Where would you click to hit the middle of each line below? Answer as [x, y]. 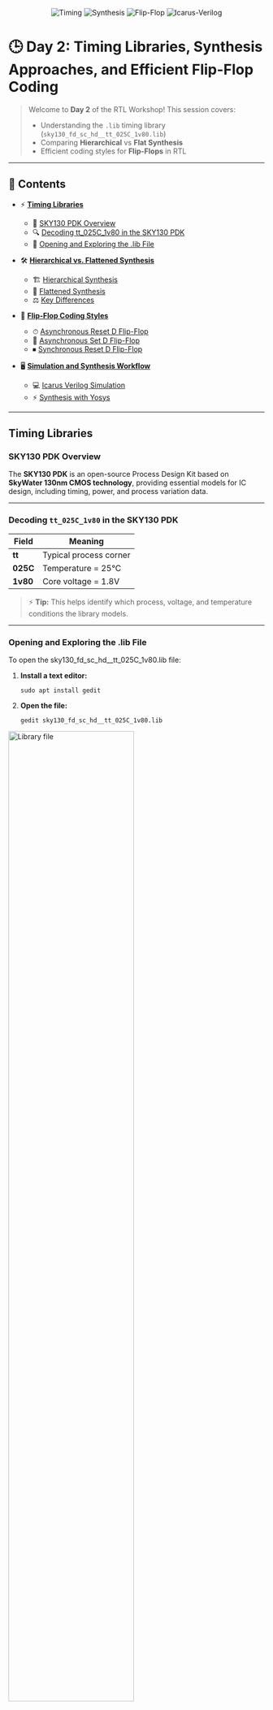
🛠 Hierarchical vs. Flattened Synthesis [87, 260]
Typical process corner [86, 555]
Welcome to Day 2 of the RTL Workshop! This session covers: [132, 109]
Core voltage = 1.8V [81, 581]
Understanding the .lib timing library [103, 125]
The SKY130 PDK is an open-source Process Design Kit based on [119, 474]
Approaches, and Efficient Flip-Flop [131, 70]
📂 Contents [37, 184]
